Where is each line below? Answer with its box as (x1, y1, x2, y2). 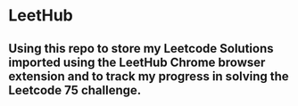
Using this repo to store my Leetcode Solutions (8, 41, 274, 56)
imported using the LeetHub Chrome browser (8, 54, 266, 69)
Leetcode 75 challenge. (8, 82, 142, 98)
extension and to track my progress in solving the (8, 69, 289, 84)
